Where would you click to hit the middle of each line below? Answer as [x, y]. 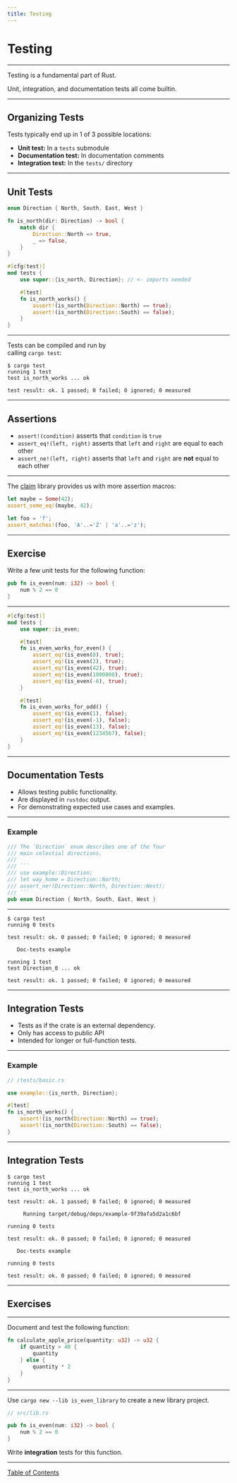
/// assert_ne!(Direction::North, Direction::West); [86, 886]
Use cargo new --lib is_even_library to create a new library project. [108, 1400]
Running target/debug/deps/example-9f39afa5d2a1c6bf [102, 1214]
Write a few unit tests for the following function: [77, 571]
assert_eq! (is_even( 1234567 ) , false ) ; [90, 733]
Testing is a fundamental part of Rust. [62, 75]
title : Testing [30, 14]
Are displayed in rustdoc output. [64, 799]
